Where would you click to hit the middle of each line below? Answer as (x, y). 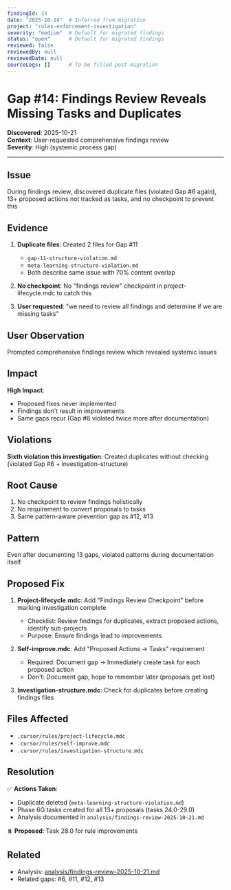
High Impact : (26, 390)
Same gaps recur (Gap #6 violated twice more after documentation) (113, 418)
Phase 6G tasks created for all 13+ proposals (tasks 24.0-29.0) (106, 809)
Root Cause (33, 486)
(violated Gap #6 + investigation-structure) (68, 464)
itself (14, 562)
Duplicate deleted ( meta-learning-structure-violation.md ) (100, 802)
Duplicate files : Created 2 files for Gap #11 (77, 244)
